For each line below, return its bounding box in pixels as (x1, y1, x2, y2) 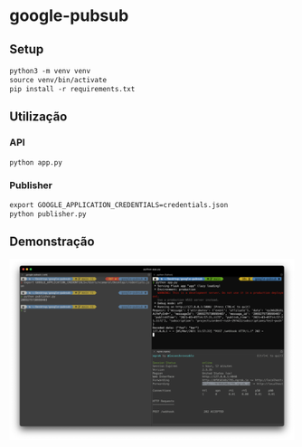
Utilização (9, 109, 68, 125)
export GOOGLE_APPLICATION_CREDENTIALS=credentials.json (9, 200, 229, 209)
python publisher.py (9, 209, 88, 218)
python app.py (9, 157, 63, 167)
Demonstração (9, 234, 95, 250)
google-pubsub (9, 5, 129, 26)
